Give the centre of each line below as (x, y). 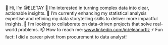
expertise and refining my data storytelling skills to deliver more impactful (81, 18)
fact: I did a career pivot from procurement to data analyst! (66, 37)
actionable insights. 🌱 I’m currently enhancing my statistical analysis (76, 13)
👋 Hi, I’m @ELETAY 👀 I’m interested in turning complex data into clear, (77, 8)
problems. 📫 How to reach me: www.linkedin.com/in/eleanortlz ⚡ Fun (90, 30)
